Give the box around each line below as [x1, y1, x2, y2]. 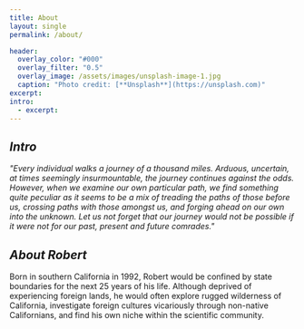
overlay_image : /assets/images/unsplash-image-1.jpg [17, 72, 221, 82]
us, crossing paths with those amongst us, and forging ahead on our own [9, 201, 285, 213]
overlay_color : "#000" [17, 55, 103, 64]
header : [9, 46, 39, 55]
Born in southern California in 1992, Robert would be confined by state [9, 271, 272, 282]
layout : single [9, 22, 67, 31]
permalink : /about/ [9, 30, 83, 39]
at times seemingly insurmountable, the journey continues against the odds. [9, 173, 295, 184]
